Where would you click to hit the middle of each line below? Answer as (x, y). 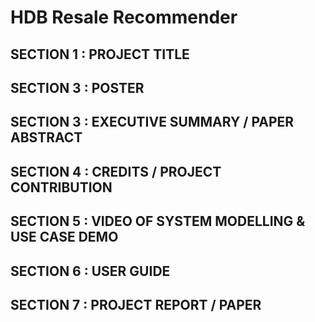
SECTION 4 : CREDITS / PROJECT (116, 171)
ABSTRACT (46, 137)
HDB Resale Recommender (124, 17)
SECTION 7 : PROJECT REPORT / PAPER (136, 304)
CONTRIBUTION (61, 187)
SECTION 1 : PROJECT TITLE (100, 54)
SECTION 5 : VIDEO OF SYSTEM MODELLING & (158, 221)
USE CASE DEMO (64, 237)
